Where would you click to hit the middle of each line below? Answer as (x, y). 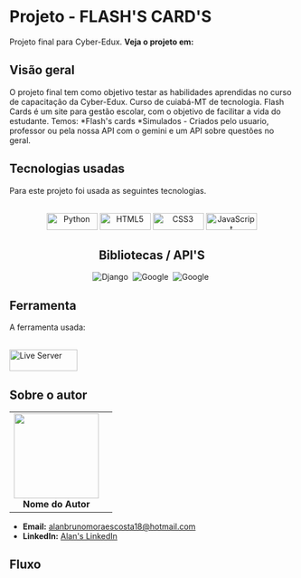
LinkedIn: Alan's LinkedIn (70, 536)
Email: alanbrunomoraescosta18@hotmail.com (109, 526)
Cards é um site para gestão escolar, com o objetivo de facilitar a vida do (146, 111)
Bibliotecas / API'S (152, 255)
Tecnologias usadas (67, 169)
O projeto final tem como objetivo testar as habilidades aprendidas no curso (150, 92)
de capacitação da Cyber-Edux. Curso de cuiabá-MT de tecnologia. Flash (147, 101)
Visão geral (42, 70)
